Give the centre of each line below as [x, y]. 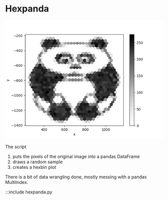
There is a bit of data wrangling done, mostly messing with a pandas [76, 177]
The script [16, 147]
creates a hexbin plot [34, 167]
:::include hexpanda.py [29, 192]
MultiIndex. [17, 182]
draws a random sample [37, 162]
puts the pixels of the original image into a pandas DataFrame [76, 156]
